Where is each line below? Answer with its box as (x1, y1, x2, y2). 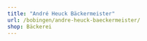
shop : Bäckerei (7, 23, 52, 30)
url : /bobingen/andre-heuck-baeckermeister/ (7, 17, 141, 24)
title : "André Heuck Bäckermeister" (7, 10, 115, 17)
